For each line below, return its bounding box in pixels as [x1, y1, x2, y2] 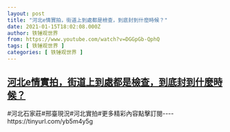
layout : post [7, 10, 45, 17]
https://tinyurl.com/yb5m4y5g [7, 117, 94, 125]
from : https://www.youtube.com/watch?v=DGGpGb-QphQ [7, 36, 160, 43]
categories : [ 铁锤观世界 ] [7, 49, 83, 56]
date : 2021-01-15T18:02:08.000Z [7, 23, 101, 30]
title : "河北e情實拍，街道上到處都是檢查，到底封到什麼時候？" [7, 17, 168, 24]
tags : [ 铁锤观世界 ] [7, 42, 65, 49]
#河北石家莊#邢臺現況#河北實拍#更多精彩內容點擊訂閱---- [7, 109, 174, 117]
